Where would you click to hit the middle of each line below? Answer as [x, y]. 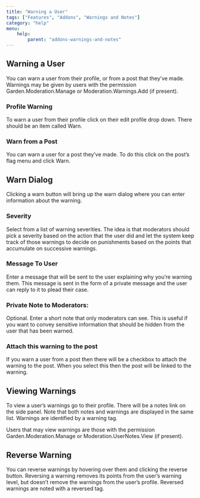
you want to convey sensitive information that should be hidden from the [96, 325]
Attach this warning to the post [52, 346]
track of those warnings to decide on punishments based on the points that [99, 242]
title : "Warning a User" [37, 12]
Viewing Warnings [41, 391]
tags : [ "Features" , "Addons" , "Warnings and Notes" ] [73, 17]
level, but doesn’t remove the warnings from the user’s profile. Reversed [95, 482]
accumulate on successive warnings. [52, 248]
